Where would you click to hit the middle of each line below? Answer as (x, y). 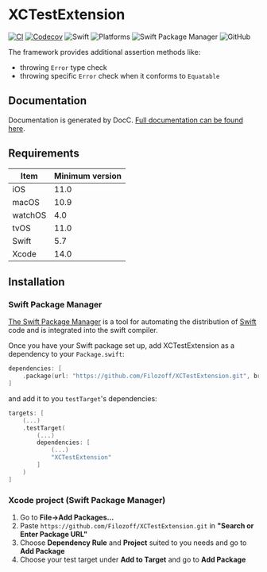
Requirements (44, 154)
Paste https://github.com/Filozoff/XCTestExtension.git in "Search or (137, 525)
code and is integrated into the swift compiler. (83, 330)
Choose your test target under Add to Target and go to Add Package (133, 559)
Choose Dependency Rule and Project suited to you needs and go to (133, 543)
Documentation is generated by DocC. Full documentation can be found (126, 120)
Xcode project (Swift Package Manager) (87, 500)
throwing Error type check (63, 67)
